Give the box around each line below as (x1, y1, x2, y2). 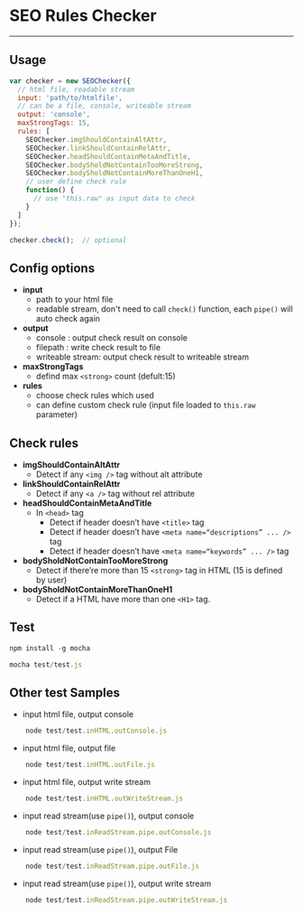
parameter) (35, 409, 78, 420)
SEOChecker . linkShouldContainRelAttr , (25, 144, 171, 153)
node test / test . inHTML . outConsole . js (25, 726, 168, 736)
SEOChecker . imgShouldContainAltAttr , (25, 135, 168, 145)
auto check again (35, 313, 101, 324)
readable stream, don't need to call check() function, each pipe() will (35, 303, 293, 314)
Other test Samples (9, 685, 120, 700)
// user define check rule (25, 177, 127, 186)
